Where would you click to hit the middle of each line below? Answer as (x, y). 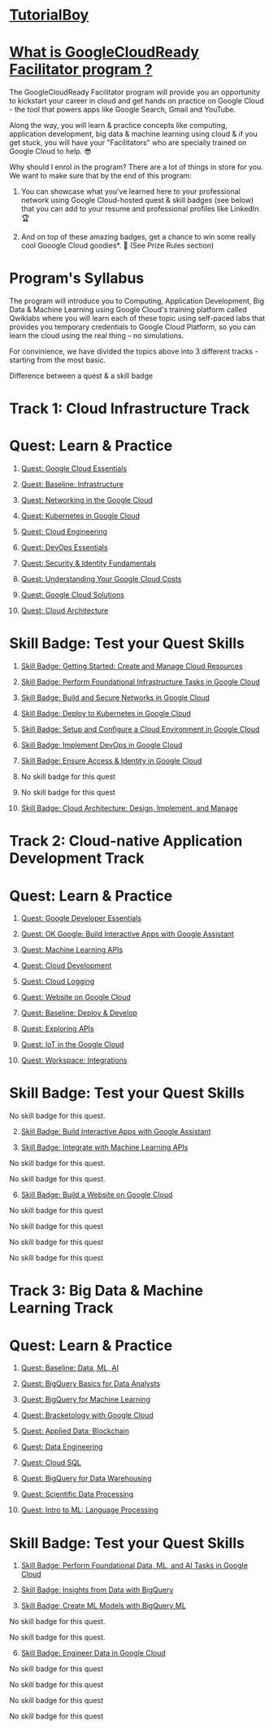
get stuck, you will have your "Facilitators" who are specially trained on (128, 143)
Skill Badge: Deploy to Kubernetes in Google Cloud (106, 714)
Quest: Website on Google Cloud (76, 997)
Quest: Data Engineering (62, 1447)
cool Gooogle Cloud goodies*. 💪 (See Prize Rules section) (117, 245)
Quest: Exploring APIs (57, 1029)
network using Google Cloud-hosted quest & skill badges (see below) (137, 200)
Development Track (77, 858)
